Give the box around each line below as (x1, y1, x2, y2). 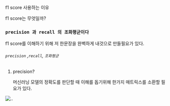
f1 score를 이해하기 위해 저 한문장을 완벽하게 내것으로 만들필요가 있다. (5, 40, 144, 47)
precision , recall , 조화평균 (5, 52, 59, 59)
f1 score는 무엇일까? (5, 15, 46, 21)
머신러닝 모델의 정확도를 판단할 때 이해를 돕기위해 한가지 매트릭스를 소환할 (12, 78, 160, 85)
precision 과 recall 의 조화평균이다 (5, 29, 89, 35)
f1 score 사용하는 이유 (5, 5, 50, 10)
